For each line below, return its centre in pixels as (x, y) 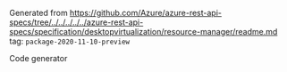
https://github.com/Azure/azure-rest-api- (146, 13)
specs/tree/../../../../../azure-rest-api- (76, 22)
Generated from (39, 13)
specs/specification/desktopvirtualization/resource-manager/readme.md (143, 32)
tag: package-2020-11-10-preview (70, 41)
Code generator (38, 58)
